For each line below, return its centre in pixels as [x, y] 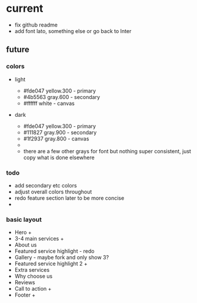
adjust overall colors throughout [53, 192]
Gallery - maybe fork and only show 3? [62, 258]
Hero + [23, 232]
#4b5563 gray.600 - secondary [62, 97]
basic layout [24, 219]
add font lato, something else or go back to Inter [73, 31]
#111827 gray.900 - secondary [60, 132]
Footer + [25, 295]
